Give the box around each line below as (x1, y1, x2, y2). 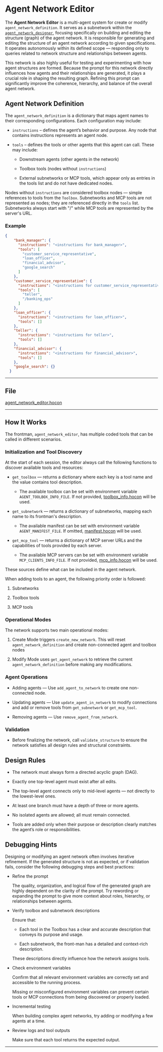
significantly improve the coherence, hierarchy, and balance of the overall (5, 80, 152, 86)
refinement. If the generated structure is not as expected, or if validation (5, 858, 149, 865)
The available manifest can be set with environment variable (19, 523, 140, 529)
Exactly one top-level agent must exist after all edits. (12, 778, 117, 785)
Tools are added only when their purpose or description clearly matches (12, 821, 157, 827)
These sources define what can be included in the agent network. (5, 567, 137, 572)
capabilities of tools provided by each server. (12, 543, 102, 549)
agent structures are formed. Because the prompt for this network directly (5, 65, 153, 71)
